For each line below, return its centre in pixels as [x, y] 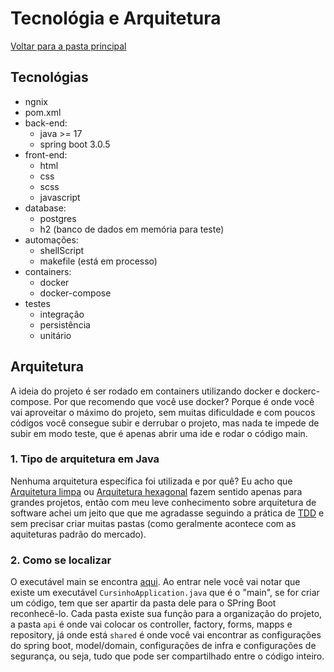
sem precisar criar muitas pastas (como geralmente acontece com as [153, 523]
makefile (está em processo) [98, 261]
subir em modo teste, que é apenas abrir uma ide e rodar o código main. [159, 433]
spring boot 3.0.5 [75, 144]
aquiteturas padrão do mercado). [78, 534]
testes [37, 303]
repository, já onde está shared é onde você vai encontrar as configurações [166, 635]
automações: [51, 239]
